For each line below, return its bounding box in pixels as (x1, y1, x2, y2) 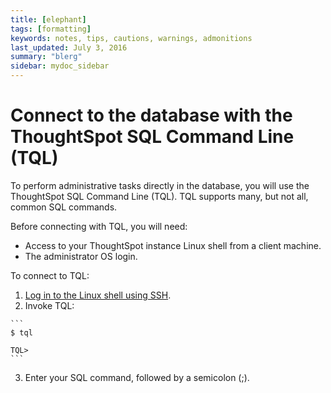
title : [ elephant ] (10, 14, 87, 25)
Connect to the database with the (10, 104, 293, 127)
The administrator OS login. (24, 250, 138, 262)
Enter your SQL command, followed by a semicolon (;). (24, 371, 250, 383)
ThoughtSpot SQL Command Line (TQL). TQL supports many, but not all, (10, 190, 309, 202)
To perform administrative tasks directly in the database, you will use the (10, 179, 310, 191)
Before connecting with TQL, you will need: (10, 220, 188, 232)
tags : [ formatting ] (10, 24, 92, 34)
